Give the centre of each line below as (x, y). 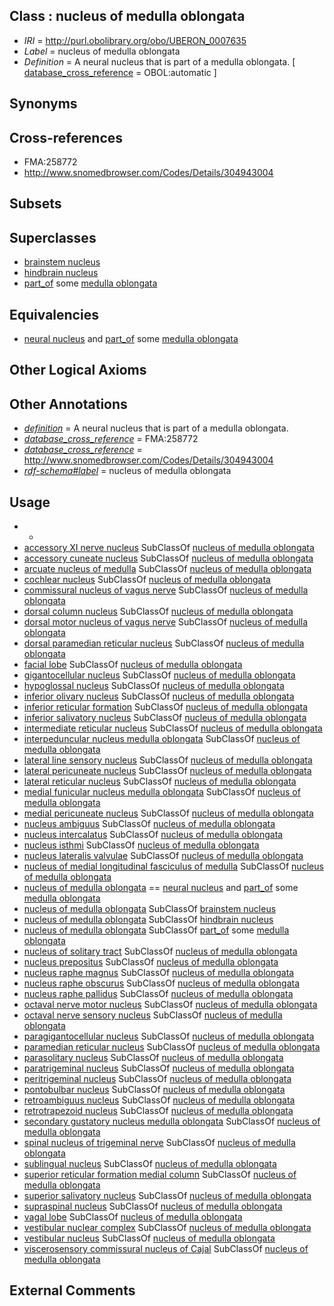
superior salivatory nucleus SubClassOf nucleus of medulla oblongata (167, 1196)
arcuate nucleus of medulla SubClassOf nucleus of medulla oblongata (167, 569)
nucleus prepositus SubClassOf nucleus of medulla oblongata (151, 962)
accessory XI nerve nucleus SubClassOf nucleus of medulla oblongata (169, 548)
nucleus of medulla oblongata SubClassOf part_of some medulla (156, 930)
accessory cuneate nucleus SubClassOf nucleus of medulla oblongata (168, 558)
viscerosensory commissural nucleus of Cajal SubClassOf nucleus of (166, 1249)
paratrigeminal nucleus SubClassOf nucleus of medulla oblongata (159, 1068)
